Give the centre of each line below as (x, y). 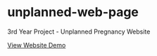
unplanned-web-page (73, 12)
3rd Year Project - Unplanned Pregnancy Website (79, 31)
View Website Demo (37, 45)
